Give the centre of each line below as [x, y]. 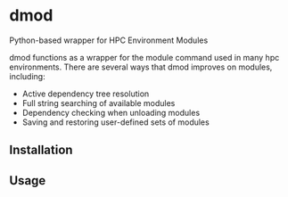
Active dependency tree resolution [86, 94]
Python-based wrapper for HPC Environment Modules [109, 40]
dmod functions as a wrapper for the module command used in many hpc [144, 57]
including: [28, 76]
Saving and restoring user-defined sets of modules [115, 122]
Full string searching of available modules [99, 103]
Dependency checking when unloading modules [111, 112]
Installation [41, 150]
